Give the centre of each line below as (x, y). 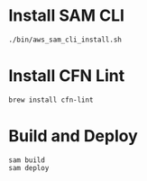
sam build (27, 160)
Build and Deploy (73, 136)
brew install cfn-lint (51, 100)
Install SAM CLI (67, 16)
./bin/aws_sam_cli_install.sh (65, 40)
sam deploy (29, 168)
